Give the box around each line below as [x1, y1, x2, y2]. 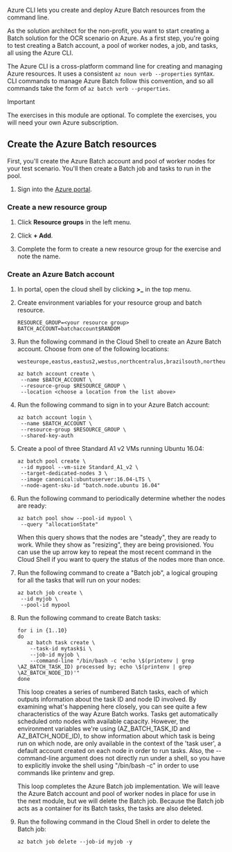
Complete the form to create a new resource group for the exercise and [17, 245, 222, 254]
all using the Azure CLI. [7, 48, 74, 57]
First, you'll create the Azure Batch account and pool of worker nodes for [7, 157, 216, 165]
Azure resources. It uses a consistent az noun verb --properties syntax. [7, 69, 215, 78]
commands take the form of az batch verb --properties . [7, 85, 171, 92]
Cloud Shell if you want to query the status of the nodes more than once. [17, 556, 225, 564]
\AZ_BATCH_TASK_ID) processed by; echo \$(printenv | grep [17, 664, 192, 671]
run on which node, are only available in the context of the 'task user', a [17, 739, 222, 747]
